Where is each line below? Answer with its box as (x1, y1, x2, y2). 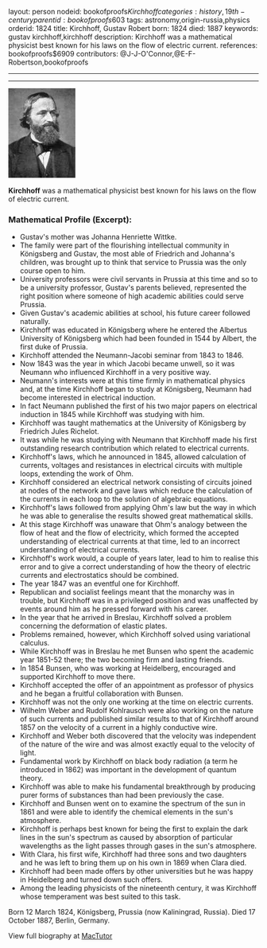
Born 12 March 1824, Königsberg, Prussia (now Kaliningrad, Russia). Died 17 (8, 907, 256, 917)
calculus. (19, 638, 50, 648)
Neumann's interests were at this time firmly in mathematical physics (19, 376, 246, 385)
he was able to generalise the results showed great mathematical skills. (19, 511, 253, 521)
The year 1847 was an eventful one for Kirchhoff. (19, 579, 180, 588)
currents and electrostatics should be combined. (19, 571, 179, 580)
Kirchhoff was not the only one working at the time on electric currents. (19, 697, 254, 707)
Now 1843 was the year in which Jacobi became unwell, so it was (19, 359, 235, 369)
